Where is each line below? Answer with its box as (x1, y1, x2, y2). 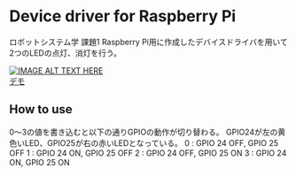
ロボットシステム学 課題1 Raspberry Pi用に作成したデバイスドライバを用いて (9, 36, 288, 47)
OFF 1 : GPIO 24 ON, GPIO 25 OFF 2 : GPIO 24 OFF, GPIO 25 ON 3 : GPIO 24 (9, 148, 287, 158)
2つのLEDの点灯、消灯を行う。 (9, 47, 122, 58)
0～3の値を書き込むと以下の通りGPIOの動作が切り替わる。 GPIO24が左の (9, 126, 278, 137)
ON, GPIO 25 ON (9, 157, 71, 167)
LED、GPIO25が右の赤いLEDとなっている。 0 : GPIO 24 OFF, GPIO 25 (24, 137, 279, 148)
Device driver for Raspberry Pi (9, 6, 237, 27)
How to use (9, 102, 73, 117)
